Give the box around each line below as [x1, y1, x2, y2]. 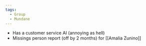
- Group [9, 12, 26, 17]
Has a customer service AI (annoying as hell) [12, 30, 105, 36]
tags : [5, 7, 16, 12]
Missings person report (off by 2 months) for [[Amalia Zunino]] [12, 35, 141, 41]
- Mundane [9, 16, 30, 21]
